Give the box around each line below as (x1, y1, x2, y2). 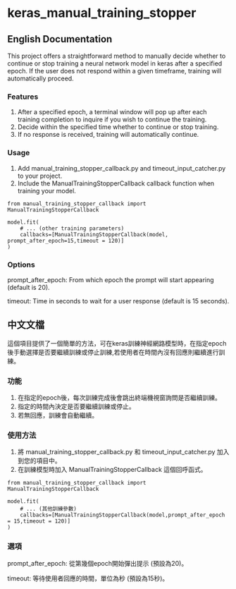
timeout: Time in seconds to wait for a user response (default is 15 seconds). (7, 296, 230, 305)
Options (7, 260, 35, 269)
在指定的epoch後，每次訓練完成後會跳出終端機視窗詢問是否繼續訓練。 (17, 394, 222, 401)
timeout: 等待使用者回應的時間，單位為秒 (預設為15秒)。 (7, 573, 169, 583)
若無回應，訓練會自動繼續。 (17, 411, 99, 419)
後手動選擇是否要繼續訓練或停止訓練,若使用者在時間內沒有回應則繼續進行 (7, 348, 220, 356)
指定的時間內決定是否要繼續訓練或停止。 (17, 402, 135, 411)
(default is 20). (7, 283, 51, 291)
